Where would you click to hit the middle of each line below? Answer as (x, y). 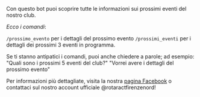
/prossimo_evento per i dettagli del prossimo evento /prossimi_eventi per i (99, 38)
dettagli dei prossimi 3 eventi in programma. (61, 45)
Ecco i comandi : (26, 27)
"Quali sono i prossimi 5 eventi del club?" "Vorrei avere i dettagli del (90, 63)
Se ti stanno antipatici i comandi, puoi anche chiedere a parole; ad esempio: (100, 56)
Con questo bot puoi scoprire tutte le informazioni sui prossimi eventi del (96, 9)
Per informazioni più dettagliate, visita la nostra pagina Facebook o (89, 81)
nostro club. (21, 15)
